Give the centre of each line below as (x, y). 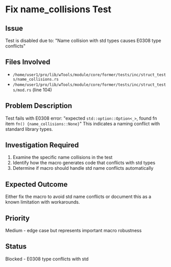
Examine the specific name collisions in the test (63, 158)
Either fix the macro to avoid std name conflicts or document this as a (78, 197)
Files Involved (28, 62)
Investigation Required (42, 145)
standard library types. (29, 129)
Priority (17, 218)
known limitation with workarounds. (43, 202)
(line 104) (42, 90)
